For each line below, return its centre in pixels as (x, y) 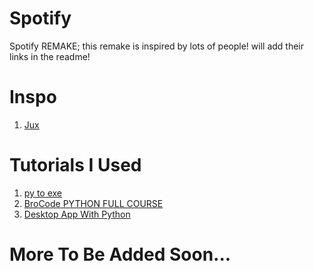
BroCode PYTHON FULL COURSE (93, 203)
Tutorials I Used (75, 165)
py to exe (43, 193)
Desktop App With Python (77, 214)
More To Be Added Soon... (120, 254)
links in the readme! (50, 56)
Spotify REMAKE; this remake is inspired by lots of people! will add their (157, 46)
